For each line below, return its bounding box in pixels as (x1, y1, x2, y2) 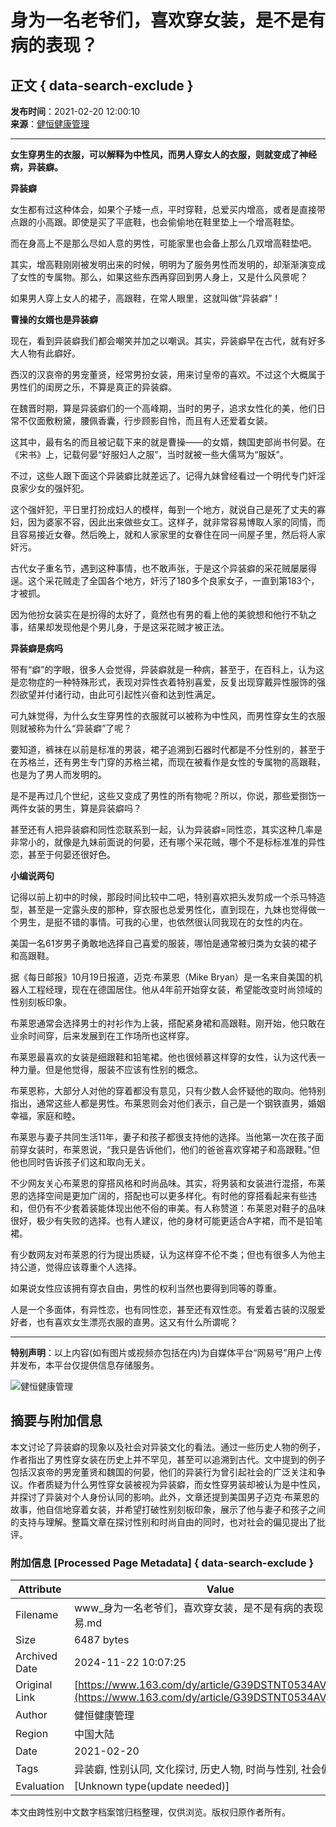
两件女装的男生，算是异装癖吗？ (10, 802, 142, 814)
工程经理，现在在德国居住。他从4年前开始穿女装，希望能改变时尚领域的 (27, 984, 323, 995)
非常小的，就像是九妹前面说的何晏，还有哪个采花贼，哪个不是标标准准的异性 (10, 836, 326, 848)
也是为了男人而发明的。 (10, 769, 107, 780)
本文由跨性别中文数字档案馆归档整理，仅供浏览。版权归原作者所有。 (10, 1806, 291, 1818)
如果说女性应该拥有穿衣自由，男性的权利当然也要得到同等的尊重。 (10, 1282, 282, 1294)
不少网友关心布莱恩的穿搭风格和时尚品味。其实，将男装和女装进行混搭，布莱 (10, 1177, 326, 1189)
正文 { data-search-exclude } (10, 77, 194, 94)
